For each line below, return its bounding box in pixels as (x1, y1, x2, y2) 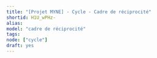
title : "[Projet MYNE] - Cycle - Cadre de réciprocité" (6, 8, 152, 15)
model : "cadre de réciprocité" (6, 25, 86, 32)
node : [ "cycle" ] (6, 37, 48, 43)
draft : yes (6, 43, 34, 49)
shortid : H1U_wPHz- (6, 14, 56, 21)
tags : (6, 31, 20, 37)
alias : (6, 20, 23, 26)
